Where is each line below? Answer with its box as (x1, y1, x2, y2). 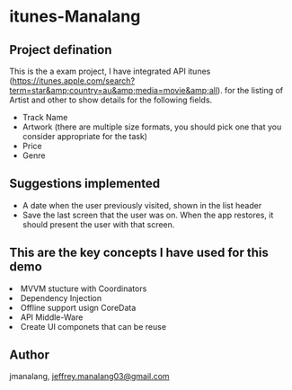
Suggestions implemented (9, 176, 160, 191)
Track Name (22, 112, 68, 122)
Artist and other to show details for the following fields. (9, 94, 213, 105)
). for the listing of (217, 85, 284, 95)
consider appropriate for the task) (22, 131, 148, 141)
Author (9, 348, 49, 363)
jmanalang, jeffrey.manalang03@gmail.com (9, 371, 170, 382)
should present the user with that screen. (22, 218, 175, 230)
